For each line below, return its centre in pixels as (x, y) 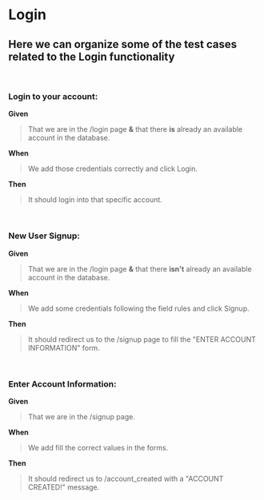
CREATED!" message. (64, 487)
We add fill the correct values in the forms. (98, 447)
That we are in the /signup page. (82, 416)
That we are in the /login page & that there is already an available (135, 129)
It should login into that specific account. (95, 200)
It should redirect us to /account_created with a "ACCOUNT (126, 478)
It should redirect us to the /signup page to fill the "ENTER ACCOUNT (142, 339)
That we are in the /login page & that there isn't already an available (140, 268)
